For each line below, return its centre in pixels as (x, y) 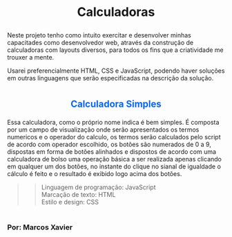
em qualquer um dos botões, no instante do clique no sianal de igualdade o (114, 166)
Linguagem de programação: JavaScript (98, 187)
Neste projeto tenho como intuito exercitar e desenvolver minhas (99, 35)
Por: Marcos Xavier (40, 227)
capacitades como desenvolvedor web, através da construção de (100, 43)
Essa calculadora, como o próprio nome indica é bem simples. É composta (113, 123)
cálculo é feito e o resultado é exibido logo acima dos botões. (95, 174)
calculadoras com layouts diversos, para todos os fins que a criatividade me (115, 50)
